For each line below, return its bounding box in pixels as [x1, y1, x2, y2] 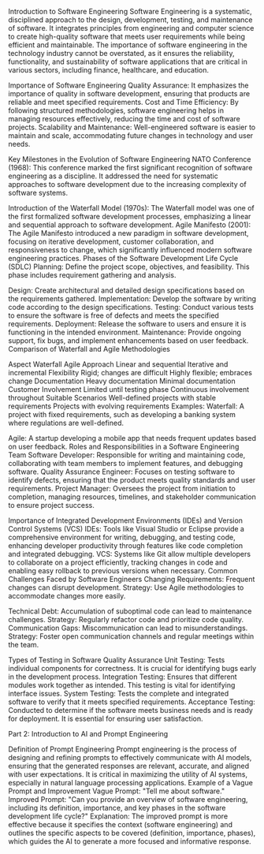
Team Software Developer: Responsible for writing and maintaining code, [8, 450, 246, 460]
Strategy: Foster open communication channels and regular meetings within [8, 632, 255, 641]
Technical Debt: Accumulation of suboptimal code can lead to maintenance [8, 606, 252, 616]
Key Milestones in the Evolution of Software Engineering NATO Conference [8, 155, 251, 164]
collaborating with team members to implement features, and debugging [8, 459, 244, 468]
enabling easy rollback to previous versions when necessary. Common [8, 566, 238, 575]
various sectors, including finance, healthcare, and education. [8, 65, 210, 74]
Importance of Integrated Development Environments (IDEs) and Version [8, 516, 243, 525]
